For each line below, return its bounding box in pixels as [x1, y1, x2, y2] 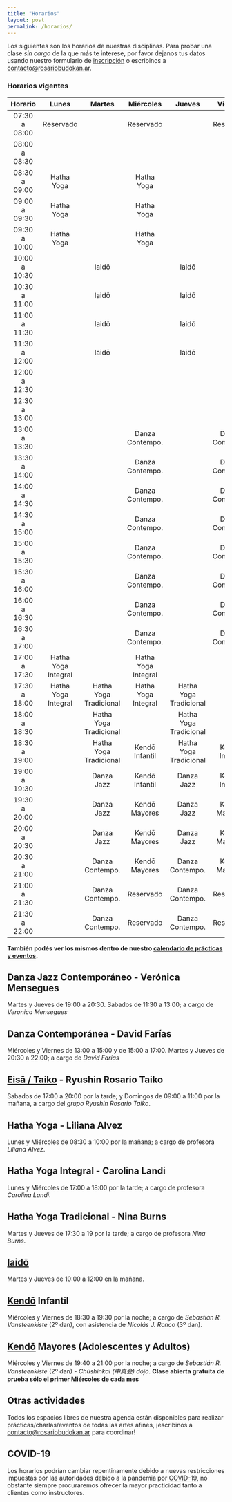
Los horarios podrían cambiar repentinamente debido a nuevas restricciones [7, 1466, 225, 1474]
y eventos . [7, 951, 39, 959]
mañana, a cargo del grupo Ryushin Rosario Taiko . [7, 1100, 151, 1108]
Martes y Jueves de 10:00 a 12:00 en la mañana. [7, 1275, 145, 1283]
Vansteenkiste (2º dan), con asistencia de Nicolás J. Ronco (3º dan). [7, 1321, 202, 1329]
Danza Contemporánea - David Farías [7, 1028, 172, 1040]
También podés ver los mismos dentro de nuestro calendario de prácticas [7, 944, 223, 952]
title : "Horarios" [7, 10, 60, 17]
